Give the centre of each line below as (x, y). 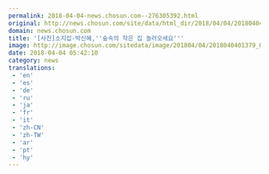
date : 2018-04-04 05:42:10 (53, 53)
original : (25, 23)
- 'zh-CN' (28, 127)
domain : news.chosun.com (50, 30)
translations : (32, 68)
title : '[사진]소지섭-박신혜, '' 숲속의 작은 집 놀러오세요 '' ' (96, 38)
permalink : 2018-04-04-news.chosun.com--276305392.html (103, 16)
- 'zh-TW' (28, 135)
